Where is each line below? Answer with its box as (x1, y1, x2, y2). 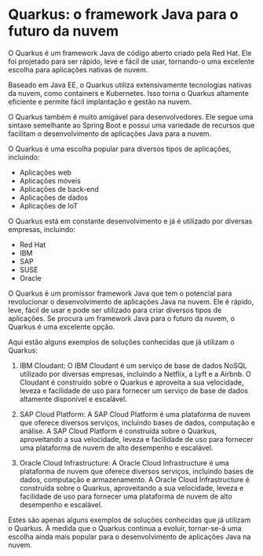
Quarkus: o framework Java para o (8, 6, 239, 24)
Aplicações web (19, 168, 72, 177)
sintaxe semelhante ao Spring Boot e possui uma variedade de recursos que (8, 120, 255, 130)
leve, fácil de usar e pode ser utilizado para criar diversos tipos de (8, 305, 222, 315)
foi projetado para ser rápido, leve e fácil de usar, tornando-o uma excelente (8, 57, 255, 66)
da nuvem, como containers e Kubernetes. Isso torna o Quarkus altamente (8, 88, 249, 98)
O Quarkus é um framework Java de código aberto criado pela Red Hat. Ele (8, 48, 252, 57)
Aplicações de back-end (19, 184, 100, 193)
